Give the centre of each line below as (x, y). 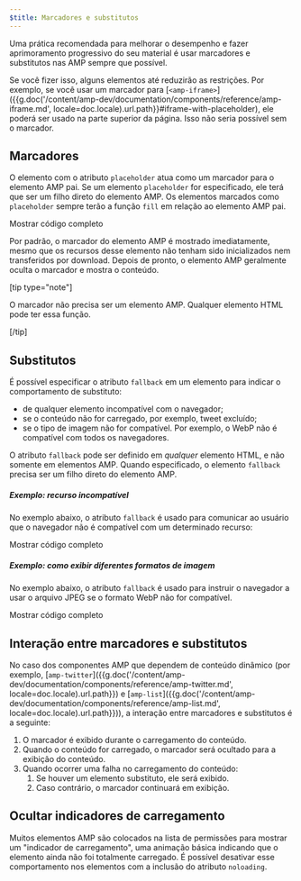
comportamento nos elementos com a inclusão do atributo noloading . (138, 867)
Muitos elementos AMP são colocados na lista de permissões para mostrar (148, 838)
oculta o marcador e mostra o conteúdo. (84, 270)
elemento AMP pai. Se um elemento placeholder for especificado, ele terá (146, 187)
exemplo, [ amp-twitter (51, 675)
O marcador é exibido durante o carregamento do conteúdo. (134, 740)
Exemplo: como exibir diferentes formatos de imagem (112, 565)
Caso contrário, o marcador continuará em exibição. (132, 788)
